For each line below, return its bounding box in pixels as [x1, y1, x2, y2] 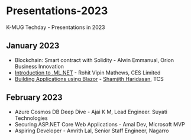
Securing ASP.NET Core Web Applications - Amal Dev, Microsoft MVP [14, 121, 185, 128]
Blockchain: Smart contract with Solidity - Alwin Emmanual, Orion [14, 56, 174, 63]
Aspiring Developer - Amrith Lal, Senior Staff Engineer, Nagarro [14, 127, 169, 134]
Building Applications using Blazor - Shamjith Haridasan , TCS [14, 75, 164, 82]
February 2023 [6, 93, 63, 103]
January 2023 [6, 41, 60, 51]
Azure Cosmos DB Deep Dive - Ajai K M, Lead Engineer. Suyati [14, 108, 167, 115]
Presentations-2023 [6, 4, 108, 18]
